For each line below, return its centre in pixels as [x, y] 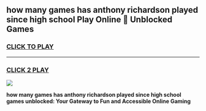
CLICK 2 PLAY [28, 70]
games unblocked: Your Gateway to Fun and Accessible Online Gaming [99, 101]
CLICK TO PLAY [30, 47]
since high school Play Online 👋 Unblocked [90, 20]
